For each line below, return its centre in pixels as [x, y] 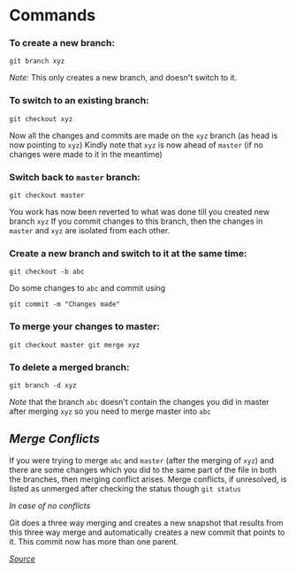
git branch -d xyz [43, 385]
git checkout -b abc [47, 272]
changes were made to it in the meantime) [86, 154]
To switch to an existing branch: [79, 101]
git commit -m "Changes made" [65, 305]
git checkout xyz [41, 119]
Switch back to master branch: [75, 177]
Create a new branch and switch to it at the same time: [128, 253]
